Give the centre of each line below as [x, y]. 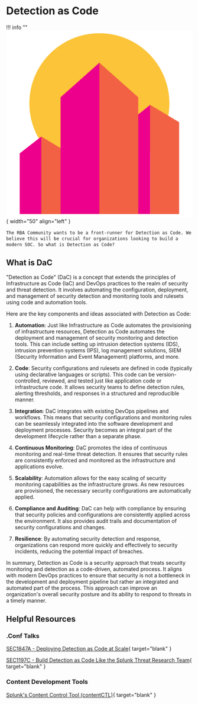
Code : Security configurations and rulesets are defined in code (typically [103, 368]
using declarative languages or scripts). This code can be [85, 374]
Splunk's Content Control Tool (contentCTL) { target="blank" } [81, 695]
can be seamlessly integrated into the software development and [94, 423]
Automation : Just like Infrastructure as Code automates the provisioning [103, 325]
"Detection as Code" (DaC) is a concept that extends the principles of [91, 277]
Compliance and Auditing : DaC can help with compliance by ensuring [100, 508]
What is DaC [30, 263]
